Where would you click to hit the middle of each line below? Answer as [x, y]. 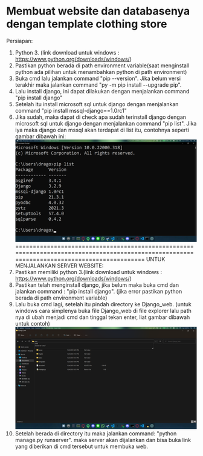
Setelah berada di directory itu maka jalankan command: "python [96, 434]
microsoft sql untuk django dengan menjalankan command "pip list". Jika [106, 123]
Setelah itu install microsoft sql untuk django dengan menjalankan [97, 104]
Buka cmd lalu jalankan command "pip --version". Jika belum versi [98, 78]
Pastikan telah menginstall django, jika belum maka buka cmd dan [97, 285]
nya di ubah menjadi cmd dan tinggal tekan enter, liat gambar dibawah [102, 317]
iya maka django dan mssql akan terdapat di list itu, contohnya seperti [102, 130]
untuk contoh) [32, 324]
